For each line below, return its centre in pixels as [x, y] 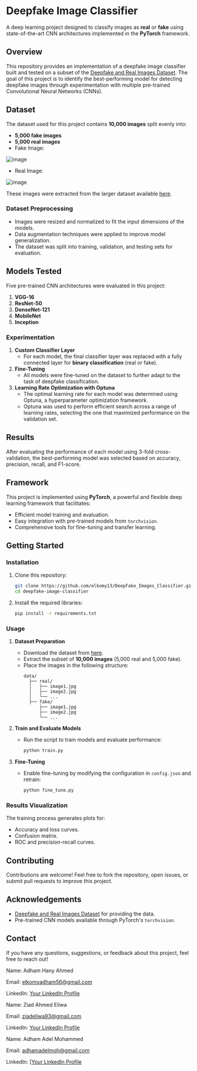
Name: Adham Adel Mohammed [45, 1039]
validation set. [40, 419]
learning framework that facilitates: [49, 503]
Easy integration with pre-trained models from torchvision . [86, 521]
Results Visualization [37, 805]
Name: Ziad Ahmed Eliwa [36, 1004]
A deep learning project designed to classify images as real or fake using [95, 27]
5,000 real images [37, 141]
